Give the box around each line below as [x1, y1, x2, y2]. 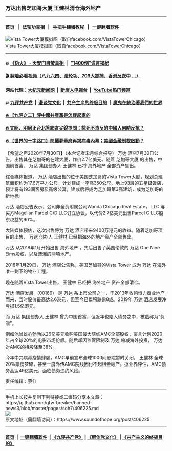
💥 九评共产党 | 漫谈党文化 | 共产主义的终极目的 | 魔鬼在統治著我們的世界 [5, 99, 163, 105]
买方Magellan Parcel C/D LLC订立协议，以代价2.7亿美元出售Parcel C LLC [5, 210, 159, 216]
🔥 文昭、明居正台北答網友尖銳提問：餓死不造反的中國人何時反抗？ [5, 125, 144, 131]
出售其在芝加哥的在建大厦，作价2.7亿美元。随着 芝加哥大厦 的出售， [14, 156, 158, 162]
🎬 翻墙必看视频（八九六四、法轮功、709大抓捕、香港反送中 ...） [5, 73, 141, 79]
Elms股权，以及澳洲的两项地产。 [5, 251, 74, 257]
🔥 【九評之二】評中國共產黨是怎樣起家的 [5, 112, 91, 118]
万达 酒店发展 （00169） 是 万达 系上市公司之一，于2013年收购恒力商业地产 [5, 290, 165, 296]
